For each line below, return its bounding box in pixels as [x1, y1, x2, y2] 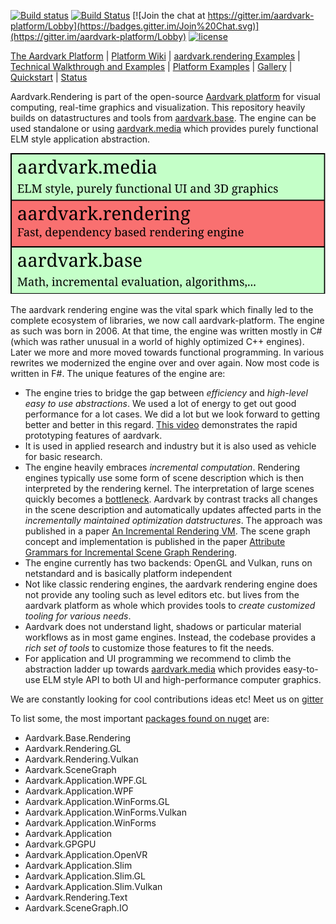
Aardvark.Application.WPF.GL [24, 775, 148, 787]
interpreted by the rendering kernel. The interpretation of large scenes [24, 483, 315, 495]
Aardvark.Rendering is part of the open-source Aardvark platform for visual [10, 91, 321, 102]
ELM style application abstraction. [10, 133, 151, 145]
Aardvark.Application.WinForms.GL [24, 796, 170, 808]
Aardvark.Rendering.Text [24, 891, 128, 904]
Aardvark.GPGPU [24, 838, 97, 850]
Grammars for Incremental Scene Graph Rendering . [24, 546, 238, 559]
